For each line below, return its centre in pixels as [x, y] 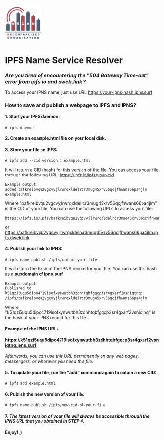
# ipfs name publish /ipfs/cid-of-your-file [51, 260]
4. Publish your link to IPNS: [34, 249]
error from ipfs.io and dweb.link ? [46, 82]
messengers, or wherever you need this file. [49, 361]
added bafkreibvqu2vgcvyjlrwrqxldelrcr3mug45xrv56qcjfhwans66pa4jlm [76, 189]
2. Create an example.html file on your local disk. [56, 138]
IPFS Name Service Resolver [64, 60]
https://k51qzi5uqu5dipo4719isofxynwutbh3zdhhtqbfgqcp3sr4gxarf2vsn [82, 340]
